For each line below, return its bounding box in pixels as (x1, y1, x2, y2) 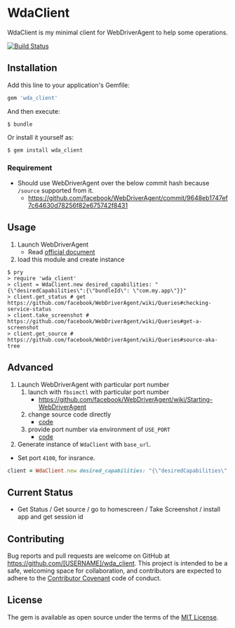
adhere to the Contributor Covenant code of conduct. (7, 574, 161, 582)
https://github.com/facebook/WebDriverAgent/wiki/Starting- (38, 395, 213, 403)
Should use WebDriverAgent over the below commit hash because (17, 178, 210, 187)
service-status (7, 306, 52, 313)
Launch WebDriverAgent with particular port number (17, 380, 170, 388)
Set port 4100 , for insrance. (17, 453, 96, 462)
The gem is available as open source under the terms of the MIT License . (7, 613, 219, 621)
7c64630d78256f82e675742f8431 (27, 201, 128, 209)
